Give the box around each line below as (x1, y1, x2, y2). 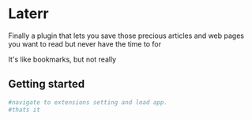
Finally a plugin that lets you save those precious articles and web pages (8, 31, 245, 40)
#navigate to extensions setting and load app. (8, 98, 168, 107)
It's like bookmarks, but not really (8, 54, 117, 64)
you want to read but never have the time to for (8, 39, 162, 48)
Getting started (8, 77, 85, 91)
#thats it (8, 106, 41, 114)
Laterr (8, 5, 49, 23)
